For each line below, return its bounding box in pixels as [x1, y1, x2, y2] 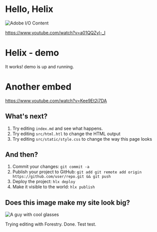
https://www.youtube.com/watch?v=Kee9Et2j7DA [5, 97, 107, 103]
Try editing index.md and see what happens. [12, 125, 103, 131]
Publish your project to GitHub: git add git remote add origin [12, 169, 142, 175]
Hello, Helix [5, 3, 54, 15]
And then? [5, 151, 38, 159]
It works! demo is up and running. [5, 63, 74, 69]
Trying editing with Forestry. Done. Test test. [5, 221, 96, 228]
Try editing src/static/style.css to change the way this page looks [12, 136, 153, 142]
